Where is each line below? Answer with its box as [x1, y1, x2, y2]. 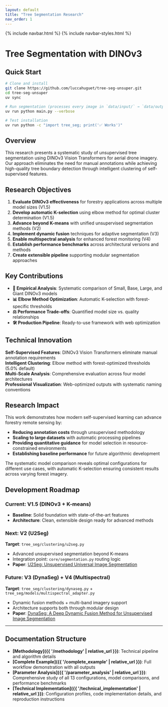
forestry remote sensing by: [5, 419, 62, 426]
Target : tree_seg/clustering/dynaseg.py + [5, 585, 93, 591]
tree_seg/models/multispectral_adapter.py [5, 591, 95, 596]
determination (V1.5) [12, 215, 54, 220]
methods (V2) [12, 225, 41, 231]
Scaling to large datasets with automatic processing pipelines [12, 434, 141, 441]
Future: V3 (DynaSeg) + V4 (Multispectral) [5, 574, 110, 581]
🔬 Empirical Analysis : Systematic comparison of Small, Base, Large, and [12, 285, 162, 291]
